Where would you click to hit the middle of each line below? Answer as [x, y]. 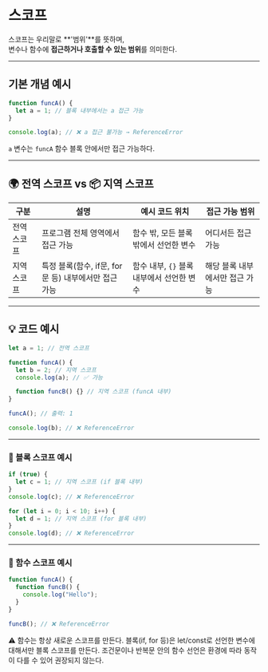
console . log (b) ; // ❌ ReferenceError [71, 428]
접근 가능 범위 [231, 211]
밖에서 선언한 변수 [164, 245]
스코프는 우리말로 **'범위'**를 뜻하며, [67, 39]
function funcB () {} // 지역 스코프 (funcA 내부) [94, 392]
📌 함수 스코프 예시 [40, 563]
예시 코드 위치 [165, 211]
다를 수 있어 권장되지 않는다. [60, 660]
